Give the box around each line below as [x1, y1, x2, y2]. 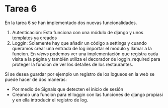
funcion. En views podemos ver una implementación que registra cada [12, 51, 158, 57]
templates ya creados [12, 35, 57, 41]
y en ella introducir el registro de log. [12, 96, 89, 103]
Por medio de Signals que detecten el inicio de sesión [12, 86, 124, 92]
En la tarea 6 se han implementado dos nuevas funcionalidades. [5, 20, 137, 26]
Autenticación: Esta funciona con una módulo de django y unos [12, 29, 144, 35]
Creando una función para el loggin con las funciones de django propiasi [12, 91, 163, 97]
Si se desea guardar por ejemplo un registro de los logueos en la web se [5, 71, 155, 77]
